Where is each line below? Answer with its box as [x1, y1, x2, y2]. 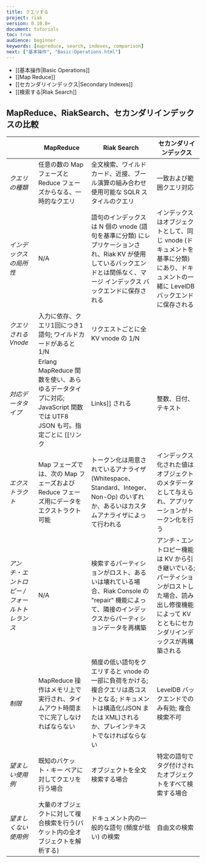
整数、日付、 [156, 394, 194, 403]
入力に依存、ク [38, 312, 82, 320]
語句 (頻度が [109, 823, 145, 832]
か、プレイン [91, 722, 128, 731]
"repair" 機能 [91, 595, 128, 604]
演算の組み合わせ [97, 178, 147, 187]
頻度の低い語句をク [91, 658, 147, 666]
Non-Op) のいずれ [91, 492, 145, 501]
